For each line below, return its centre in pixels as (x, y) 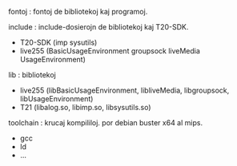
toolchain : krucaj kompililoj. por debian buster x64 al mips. (105, 123)
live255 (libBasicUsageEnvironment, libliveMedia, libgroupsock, (125, 90)
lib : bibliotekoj (32, 75)
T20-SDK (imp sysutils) (58, 42)
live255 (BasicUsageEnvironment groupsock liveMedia (110, 51)
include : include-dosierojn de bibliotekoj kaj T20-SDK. (98, 27)
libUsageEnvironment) (56, 99)
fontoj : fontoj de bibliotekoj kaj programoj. (78, 12)
